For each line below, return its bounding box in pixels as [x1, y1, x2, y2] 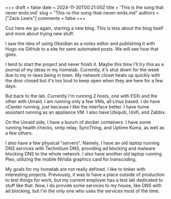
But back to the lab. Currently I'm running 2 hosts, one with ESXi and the [5, 93, 157, 99]
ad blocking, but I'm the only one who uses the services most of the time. [5, 188, 160, 194]
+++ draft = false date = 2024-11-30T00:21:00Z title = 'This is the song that [5, 5, 164, 10]
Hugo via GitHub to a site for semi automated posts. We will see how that [5, 46, 159, 52]
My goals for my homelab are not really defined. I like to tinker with [5, 166, 146, 172]
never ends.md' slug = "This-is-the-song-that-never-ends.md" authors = [5, 10, 159, 16]
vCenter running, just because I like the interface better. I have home [5, 104, 150, 109]
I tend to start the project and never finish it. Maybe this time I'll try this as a [5, 61, 164, 67]
